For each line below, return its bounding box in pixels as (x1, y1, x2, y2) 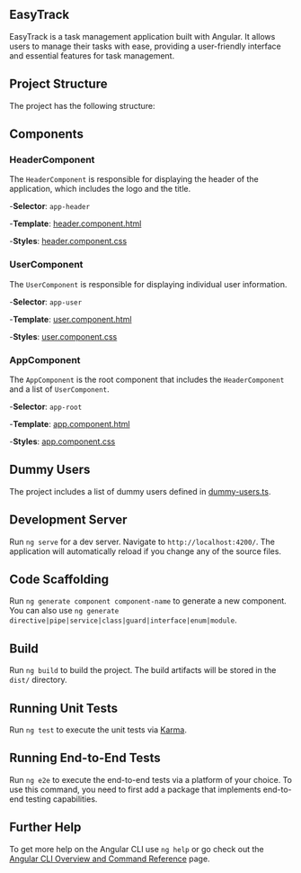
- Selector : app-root (9, 401, 83, 412)
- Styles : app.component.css (9, 436, 116, 447)
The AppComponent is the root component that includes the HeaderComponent (9, 374, 285, 385)
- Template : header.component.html (9, 218, 142, 229)
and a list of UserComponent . (9, 383, 110, 395)
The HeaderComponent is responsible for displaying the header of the (9, 174, 259, 185)
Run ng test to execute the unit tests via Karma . (9, 724, 187, 735)
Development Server (9, 513, 128, 528)
